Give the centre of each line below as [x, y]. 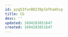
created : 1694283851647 [29, 27]
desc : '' [14, 18]
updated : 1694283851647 [29, 23]
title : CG [15, 14]
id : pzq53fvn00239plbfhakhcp [34, 9]
